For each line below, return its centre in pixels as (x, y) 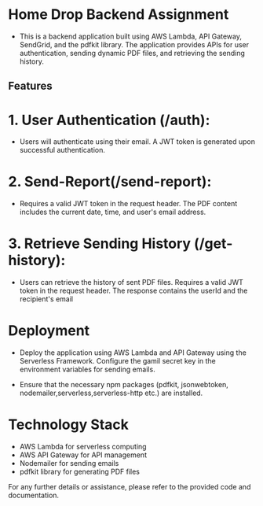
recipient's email (46, 299)
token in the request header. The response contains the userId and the (133, 291)
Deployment (49, 331)
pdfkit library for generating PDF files (79, 472)
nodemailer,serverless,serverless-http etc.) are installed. (111, 393)
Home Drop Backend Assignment (119, 15)
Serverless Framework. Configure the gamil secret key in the (117, 361)
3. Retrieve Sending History (99, 244)
